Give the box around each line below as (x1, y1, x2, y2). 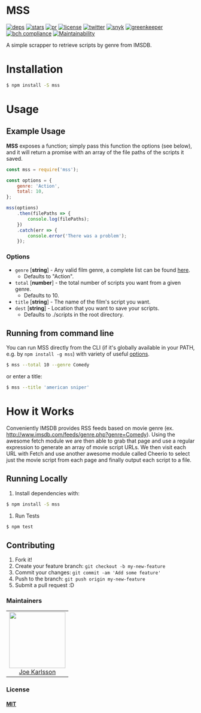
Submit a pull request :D (14, 582, 75, 589)
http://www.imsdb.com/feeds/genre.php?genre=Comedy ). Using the (6, 431, 175, 438)
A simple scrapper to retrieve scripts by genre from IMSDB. (6, 41, 152, 49)
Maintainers (6, 597, 42, 605)
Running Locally (6, 474, 68, 484)
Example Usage (6, 127, 66, 137)
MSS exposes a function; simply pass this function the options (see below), (6, 142, 193, 149)
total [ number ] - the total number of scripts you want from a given (14, 279, 181, 286)
